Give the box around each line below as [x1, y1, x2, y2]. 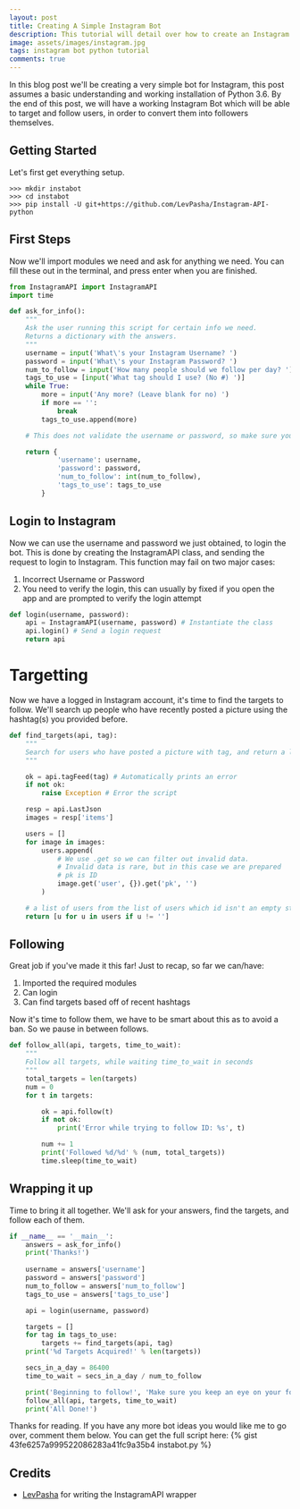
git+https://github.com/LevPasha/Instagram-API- [85, 199, 270, 208]
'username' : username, [56, 455, 142, 465]
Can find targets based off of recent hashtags [21, 996, 191, 1007]
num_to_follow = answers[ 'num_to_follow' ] [25, 1281, 186, 1291]
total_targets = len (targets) [25, 1074, 138, 1083]
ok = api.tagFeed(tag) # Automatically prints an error [25, 772, 238, 781]
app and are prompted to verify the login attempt [21, 592, 203, 604]
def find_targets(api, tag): [9, 731, 118, 740]
